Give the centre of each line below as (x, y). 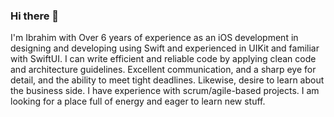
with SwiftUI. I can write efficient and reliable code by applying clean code (163, 59)
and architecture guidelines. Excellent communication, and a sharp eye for (163, 70)
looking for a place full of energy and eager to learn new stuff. (138, 101)
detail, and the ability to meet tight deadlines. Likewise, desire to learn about (167, 80)
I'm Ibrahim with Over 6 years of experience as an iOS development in (154, 38)
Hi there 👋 (35, 16)
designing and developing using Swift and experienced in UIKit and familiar (165, 48)
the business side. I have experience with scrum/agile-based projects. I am (165, 91)
